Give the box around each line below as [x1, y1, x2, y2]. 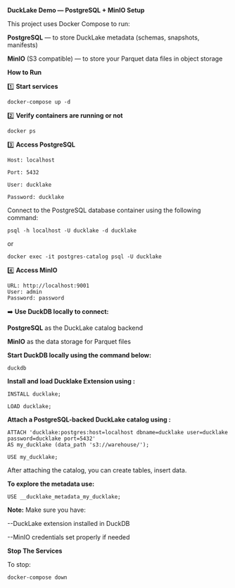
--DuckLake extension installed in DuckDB [7, 520, 130, 527]
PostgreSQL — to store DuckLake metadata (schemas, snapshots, [7, 33, 200, 42]
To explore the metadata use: [7, 479, 95, 488]
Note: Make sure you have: [7, 506, 86, 514]
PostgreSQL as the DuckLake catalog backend [7, 324, 144, 332]
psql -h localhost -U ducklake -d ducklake [7, 227, 137, 234]
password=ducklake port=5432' [7, 435, 96, 442]
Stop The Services [7, 546, 63, 555]
